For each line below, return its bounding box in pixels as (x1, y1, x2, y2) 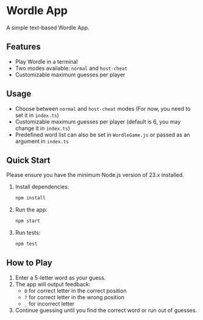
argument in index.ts (15, 137, 69, 144)
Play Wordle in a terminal (15, 58, 78, 65)
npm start (15, 218, 41, 224)
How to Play (6, 258, 53, 268)
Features (6, 42, 41, 52)
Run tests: (15, 229, 41, 236)
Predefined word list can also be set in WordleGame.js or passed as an (15, 131, 190, 138)
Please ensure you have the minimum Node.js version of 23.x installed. (6, 171, 185, 179)
